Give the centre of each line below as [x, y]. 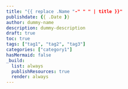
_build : [16, 60]
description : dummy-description [46, 28]
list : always [27, 66]
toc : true [18, 39]
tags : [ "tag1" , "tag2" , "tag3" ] [46, 44]
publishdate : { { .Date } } [38, 17]
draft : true [21, 33]
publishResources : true [40, 71]
